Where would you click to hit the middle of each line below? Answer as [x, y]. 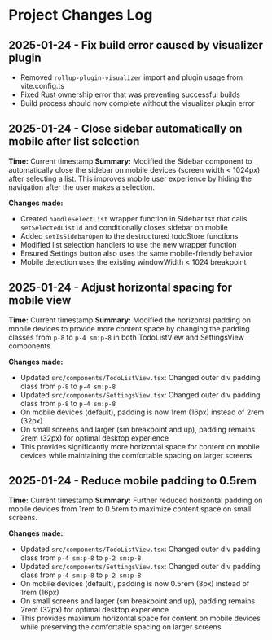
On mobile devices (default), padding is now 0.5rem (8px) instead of [135, 584]
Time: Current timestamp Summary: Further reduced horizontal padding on [136, 500]
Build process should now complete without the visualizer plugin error [137, 103]
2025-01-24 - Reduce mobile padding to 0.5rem [132, 481]
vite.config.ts [42, 86]
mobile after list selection [74, 141]
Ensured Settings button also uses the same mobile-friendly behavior [136, 253]
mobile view [40, 300]
